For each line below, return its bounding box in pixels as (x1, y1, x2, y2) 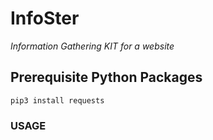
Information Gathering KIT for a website (10, 40, 175, 52)
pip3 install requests (10, 95, 105, 106)
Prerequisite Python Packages (10, 69, 203, 86)
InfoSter (10, 7, 80, 30)
